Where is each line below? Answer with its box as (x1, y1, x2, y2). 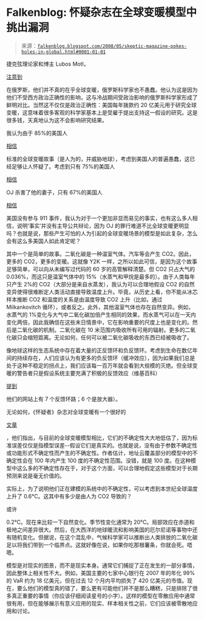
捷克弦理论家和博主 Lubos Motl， (6, 60, 89, 67)
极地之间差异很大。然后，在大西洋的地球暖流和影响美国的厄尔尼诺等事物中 (6, 526, 192, 533)
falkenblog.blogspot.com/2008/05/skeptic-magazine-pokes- (37, 43, 187, 49)
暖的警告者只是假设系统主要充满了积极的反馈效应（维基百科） (6, 369, 161, 377)
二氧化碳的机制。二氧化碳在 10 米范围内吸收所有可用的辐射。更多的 (16, 326, 185, 333)
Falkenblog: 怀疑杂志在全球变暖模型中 (6, 5, 197, 19)
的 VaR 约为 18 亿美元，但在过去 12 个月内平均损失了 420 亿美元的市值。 (6, 577, 188, 584)
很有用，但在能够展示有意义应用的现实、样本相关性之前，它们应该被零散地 (6, 599, 192, 607)
